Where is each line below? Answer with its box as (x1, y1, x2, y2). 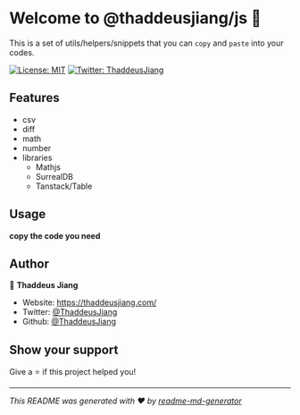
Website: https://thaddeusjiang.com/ (21, 297, 157, 308)
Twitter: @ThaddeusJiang (21, 307, 118, 318)
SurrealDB (35, 171, 74, 182)
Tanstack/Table (35, 181, 93, 191)
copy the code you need (9, 230, 101, 241)
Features (9, 90, 60, 106)
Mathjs (35, 161, 61, 173)
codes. (9, 47, 35, 57)
